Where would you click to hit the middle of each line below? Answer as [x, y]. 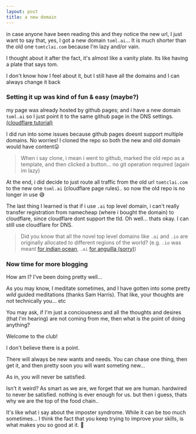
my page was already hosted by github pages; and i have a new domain [94, 110]
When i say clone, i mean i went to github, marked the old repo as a [102, 158]
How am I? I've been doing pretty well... [54, 277]
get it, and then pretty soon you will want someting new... [76, 366]
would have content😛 [33, 146]
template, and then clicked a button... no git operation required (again [105, 164]
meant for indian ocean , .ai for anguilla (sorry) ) [79, 249]
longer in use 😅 [25, 194]
